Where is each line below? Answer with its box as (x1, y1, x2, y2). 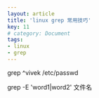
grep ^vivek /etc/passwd (7, 68, 79, 77)
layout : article (7, 10, 55, 17)
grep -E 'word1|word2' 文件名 (7, 83, 93, 91)
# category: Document (7, 29, 71, 37)
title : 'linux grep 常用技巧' (7, 17, 91, 24)
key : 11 (7, 23, 30, 30)
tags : (7, 36, 23, 43)
